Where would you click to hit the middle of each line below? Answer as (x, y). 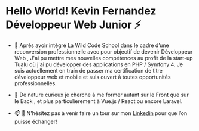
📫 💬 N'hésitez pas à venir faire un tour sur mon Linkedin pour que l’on (101, 113)
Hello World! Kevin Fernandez (81, 11)
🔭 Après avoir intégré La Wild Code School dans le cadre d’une (91, 45)
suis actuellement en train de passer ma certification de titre (88, 70)
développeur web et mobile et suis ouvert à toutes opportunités (92, 77)
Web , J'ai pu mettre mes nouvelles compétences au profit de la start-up (103, 58)
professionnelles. (36, 83)
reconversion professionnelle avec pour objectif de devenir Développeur (103, 51)
